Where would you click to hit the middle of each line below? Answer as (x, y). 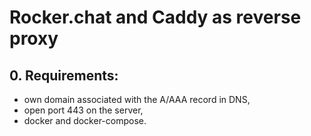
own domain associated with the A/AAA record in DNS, (137, 99)
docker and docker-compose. (85, 120)
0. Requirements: (64, 75)
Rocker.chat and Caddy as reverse (155, 17)
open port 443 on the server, (83, 110)
